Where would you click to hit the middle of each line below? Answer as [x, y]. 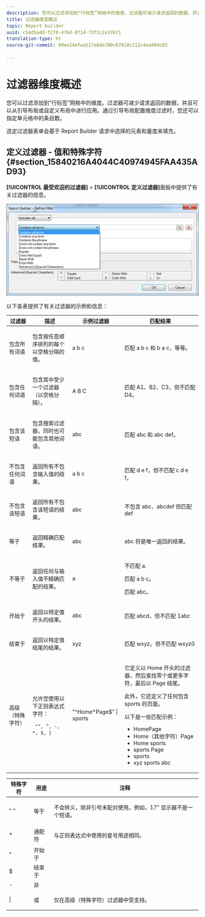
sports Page [149, 750]
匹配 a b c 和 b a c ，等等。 [157, 348]
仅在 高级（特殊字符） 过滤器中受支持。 [102, 900]
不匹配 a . [135, 565]
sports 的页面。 [144, 704]
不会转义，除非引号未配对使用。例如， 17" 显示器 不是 [121, 807]
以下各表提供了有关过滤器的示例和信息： [57, 306]
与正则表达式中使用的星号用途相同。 [99, 835]
